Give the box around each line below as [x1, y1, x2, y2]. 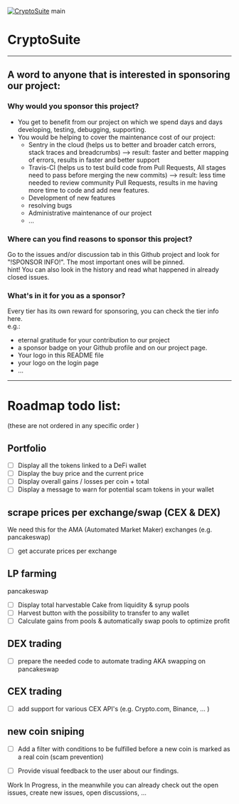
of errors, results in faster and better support [28, 156, 160, 164]
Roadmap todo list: [7, 398, 121, 414]
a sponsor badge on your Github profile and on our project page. [17, 343, 208, 352]
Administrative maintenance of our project [28, 208, 152, 217]
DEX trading [7, 638, 62, 650]
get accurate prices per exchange [17, 546, 117, 556]
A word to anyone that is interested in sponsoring [7, 68, 230, 81]
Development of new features [28, 193, 116, 202]
